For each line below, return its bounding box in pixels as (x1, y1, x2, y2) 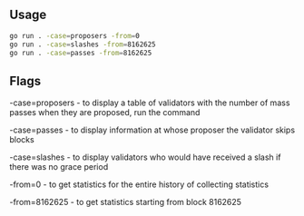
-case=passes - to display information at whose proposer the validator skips (9, 124, 296, 135)
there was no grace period (9, 162, 109, 172)
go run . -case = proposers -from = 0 (9, 31, 141, 40)
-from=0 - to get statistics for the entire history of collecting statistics (9, 179, 270, 190)
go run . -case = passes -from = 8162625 (9, 48, 152, 57)
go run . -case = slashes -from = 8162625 (9, 40, 156, 49)
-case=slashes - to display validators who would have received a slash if (9, 152, 281, 162)
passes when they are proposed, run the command (9, 107, 201, 118)
